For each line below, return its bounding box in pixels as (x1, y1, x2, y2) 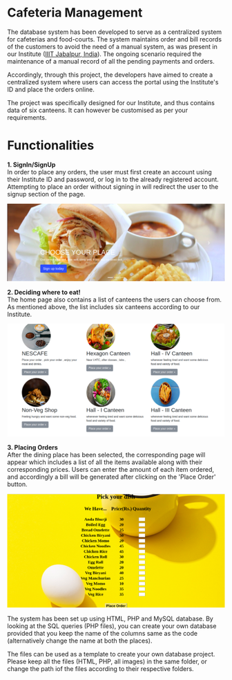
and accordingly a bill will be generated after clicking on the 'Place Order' (7, 472, 216, 481)
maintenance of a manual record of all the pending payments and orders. (7, 57, 215, 65)
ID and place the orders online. (7, 85, 95, 93)
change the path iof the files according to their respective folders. (7, 665, 195, 673)
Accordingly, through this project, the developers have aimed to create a (7, 71, 213, 79)
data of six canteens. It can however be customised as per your (7, 106, 188, 114)
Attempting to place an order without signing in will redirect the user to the (7, 182, 219, 191)
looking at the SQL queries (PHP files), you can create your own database (7, 622, 217, 630)
